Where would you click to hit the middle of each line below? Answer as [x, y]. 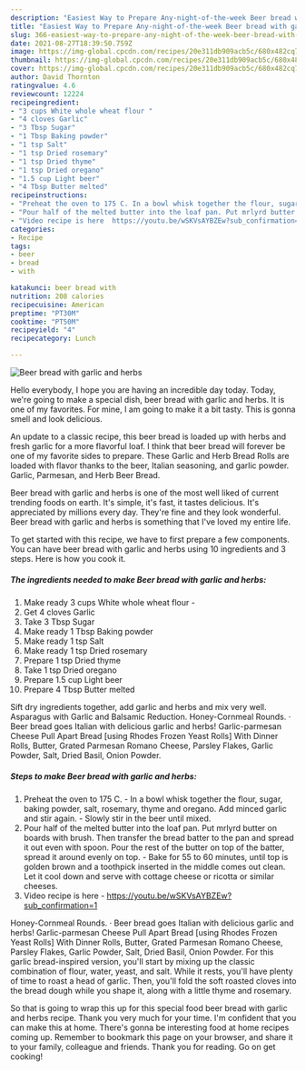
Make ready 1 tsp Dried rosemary [85, 650]
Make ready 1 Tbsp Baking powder [88, 631]
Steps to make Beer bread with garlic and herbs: [104, 776]
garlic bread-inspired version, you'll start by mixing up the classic [133, 961]
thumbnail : [31, 60]
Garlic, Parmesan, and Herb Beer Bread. [85, 475]
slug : [20, 35]
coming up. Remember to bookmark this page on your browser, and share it [152, 1036]
